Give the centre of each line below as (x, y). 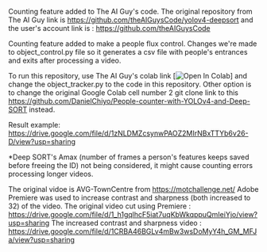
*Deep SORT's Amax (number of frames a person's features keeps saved (129, 157)
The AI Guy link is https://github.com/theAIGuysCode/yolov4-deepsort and (131, 20)
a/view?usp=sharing (42, 240)
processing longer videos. (51, 174)
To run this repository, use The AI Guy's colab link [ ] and (128, 76)
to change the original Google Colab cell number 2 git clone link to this (123, 93)
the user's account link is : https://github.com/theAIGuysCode (109, 28)
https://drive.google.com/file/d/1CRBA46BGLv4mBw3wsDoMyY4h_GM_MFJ (133, 231)
